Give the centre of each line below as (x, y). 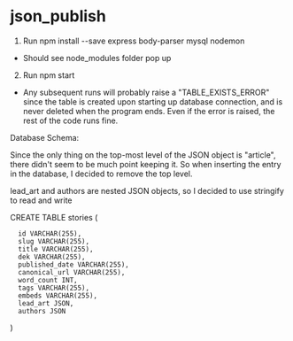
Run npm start (49, 75)
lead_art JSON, (46, 303)
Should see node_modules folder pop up (97, 58)
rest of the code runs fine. (70, 120)
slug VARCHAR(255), (54, 241)
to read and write (41, 200)
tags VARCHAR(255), (54, 288)
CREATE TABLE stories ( (54, 217)
